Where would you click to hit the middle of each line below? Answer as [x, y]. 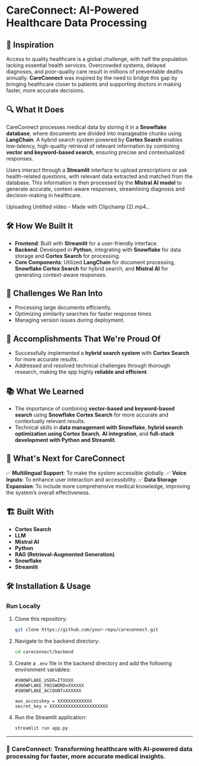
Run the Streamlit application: [51, 717]
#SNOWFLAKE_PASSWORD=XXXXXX [49, 686]
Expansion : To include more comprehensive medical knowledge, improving [98, 486]
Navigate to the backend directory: [57, 641]
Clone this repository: [41, 619]
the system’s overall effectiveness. [48, 492]
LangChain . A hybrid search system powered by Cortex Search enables [94, 139]
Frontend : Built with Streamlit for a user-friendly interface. [86, 243]
